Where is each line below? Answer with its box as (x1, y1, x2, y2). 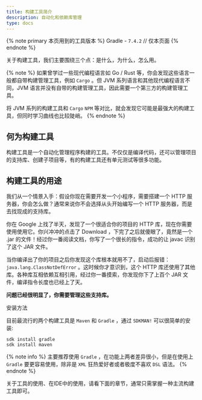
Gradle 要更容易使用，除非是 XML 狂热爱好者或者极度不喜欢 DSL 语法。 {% (6, 361, 188, 367)
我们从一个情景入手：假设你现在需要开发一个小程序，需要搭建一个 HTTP (6, 193, 186, 199)
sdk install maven (6, 342, 52, 348)
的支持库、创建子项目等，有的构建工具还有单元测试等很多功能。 (6, 156, 165, 163)
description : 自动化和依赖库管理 (6, 14, 83, 20)
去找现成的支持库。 (6, 208, 54, 214)
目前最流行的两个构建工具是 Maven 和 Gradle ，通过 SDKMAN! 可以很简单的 (6, 317, 186, 324)
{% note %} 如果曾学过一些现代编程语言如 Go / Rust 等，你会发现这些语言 (6, 69, 190, 77)
